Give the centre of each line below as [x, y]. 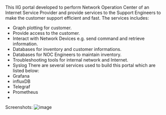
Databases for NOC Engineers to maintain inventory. [67, 54]
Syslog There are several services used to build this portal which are [84, 65]
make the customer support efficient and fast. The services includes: [77, 18]
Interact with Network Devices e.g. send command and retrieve [79, 38]
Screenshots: [19, 107]
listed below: [26, 71]
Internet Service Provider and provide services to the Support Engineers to [83, 13]
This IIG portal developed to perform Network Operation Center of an [77, 7]
